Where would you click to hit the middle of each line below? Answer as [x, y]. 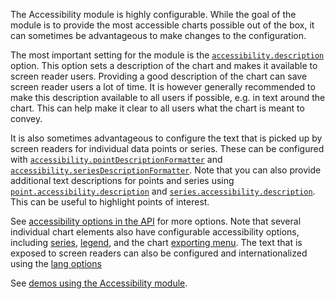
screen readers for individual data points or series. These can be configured [167, 148]
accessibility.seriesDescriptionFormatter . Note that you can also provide [166, 170]
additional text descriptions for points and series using [122, 180]
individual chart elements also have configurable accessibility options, [155, 232]
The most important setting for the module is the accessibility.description [167, 55]
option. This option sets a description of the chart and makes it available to [164, 65]
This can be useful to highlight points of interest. [110, 202]
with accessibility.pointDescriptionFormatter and [116, 159]
